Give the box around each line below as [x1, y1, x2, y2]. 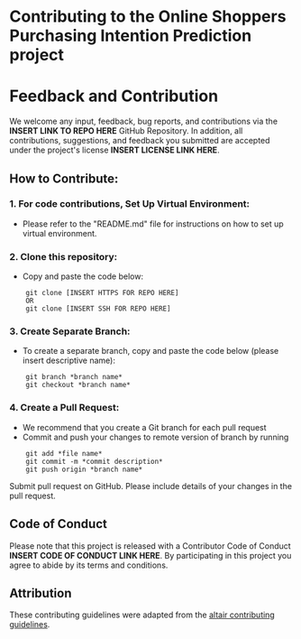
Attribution [9, 585, 72, 601]
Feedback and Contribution [9, 86, 219, 106]
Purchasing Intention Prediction [9, 25, 252, 46]
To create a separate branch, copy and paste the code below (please [22, 346, 279, 357]
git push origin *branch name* [25, 465, 143, 474]
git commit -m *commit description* [25, 457, 164, 466]
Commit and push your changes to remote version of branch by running [22, 431, 289, 442]
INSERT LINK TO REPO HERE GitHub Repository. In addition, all [9, 125, 243, 136]
